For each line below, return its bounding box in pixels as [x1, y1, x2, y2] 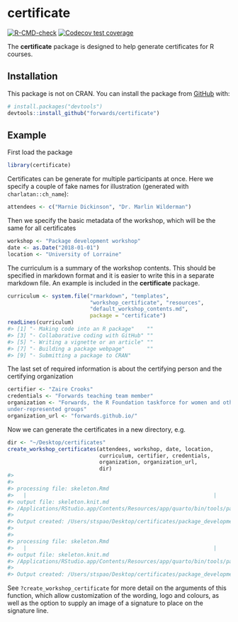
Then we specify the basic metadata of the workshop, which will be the [7, 217, 216, 225]
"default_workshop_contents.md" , [89, 305, 189, 313]
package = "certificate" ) [89, 312, 166, 320]
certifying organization [7, 372, 74, 381]
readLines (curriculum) [7, 319, 74, 326]
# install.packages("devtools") [7, 103, 103, 110]
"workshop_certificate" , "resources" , [89, 299, 204, 306]
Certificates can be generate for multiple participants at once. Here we [7, 175, 214, 183]
